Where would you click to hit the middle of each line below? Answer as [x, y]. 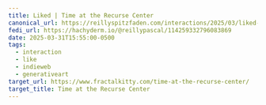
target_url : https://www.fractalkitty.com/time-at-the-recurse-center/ [129, 81]
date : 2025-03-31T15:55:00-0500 [61, 37]
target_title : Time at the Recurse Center [79, 89]
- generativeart [42, 74]
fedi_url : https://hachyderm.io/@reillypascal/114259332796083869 [120, 30]
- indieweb [33, 67]
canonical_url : [33, 23]
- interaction [38, 52]
